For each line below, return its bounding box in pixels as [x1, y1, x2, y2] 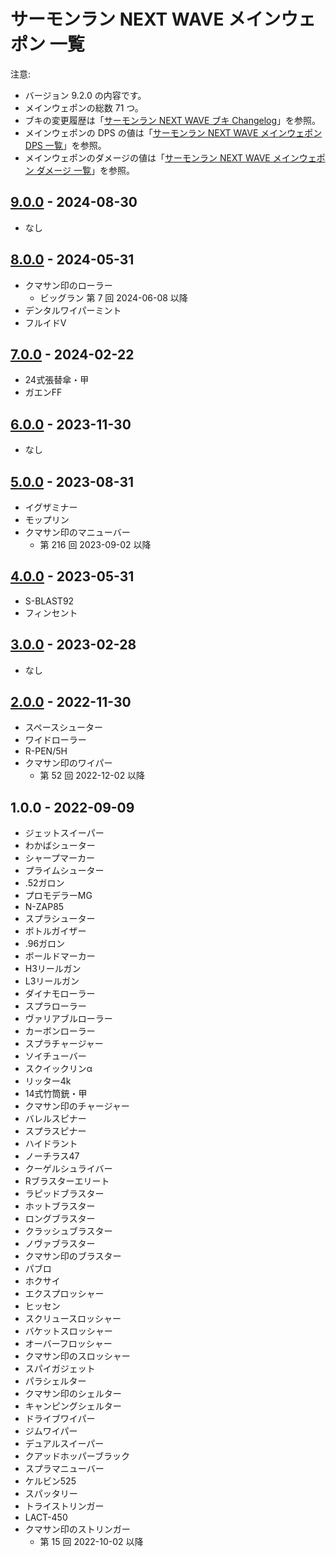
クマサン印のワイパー [24, 757, 113, 769]
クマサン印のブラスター [24, 1250, 122, 1262]
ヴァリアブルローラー [24, 1013, 113, 1025]
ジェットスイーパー [24, 827, 105, 839]
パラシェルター [24, 1375, 87, 1387]
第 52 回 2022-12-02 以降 [39, 770, 146, 782]
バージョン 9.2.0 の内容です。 [24, 89, 147, 101]
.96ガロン [24, 938, 66, 950]
